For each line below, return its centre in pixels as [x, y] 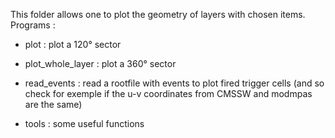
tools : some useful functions [84, 123]
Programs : [33, 25]
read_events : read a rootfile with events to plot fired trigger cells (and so [174, 83]
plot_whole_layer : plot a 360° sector [100, 63]
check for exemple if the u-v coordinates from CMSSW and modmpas [168, 93]
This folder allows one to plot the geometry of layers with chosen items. [158, 14]
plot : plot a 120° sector [73, 44]
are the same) [53, 104]
